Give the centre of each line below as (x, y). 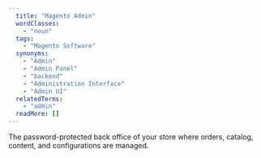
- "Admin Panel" (51, 69)
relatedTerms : (39, 99)
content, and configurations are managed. (79, 145)
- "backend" (43, 76)
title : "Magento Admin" (56, 16)
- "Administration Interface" (74, 83)
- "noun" (38, 31)
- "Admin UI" (45, 91)
